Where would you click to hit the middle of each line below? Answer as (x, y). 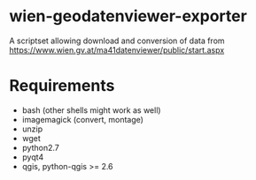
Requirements (62, 86)
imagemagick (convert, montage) (83, 119)
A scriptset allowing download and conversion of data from (117, 41)
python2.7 (40, 147)
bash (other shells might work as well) (91, 110)
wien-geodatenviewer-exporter (128, 16)
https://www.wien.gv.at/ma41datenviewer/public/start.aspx (117, 49)
